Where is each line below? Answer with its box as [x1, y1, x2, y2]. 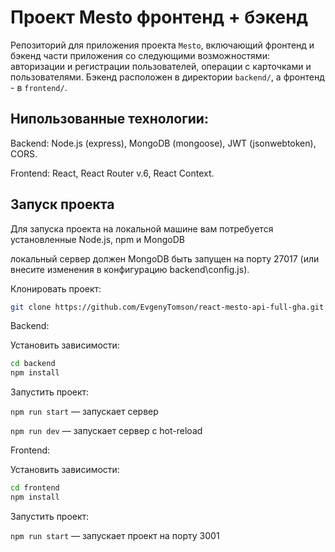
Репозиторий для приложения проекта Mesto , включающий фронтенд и [10, 39, 315, 51]
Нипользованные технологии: [10, 111, 209, 128]
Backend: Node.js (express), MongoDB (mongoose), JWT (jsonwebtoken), [10, 137, 317, 149]
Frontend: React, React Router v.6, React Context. [10, 167, 215, 179]
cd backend [10, 359, 56, 369]
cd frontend [10, 483, 60, 493]
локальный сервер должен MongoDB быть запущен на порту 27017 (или [10, 252, 320, 265]
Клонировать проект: [10, 282, 102, 295]
